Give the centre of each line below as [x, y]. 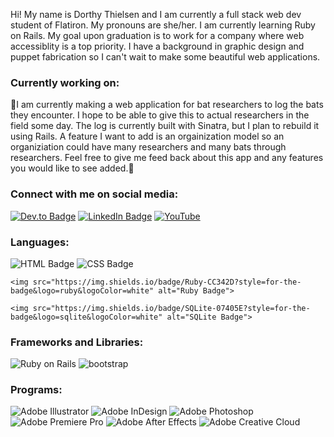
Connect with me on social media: [94, 194]
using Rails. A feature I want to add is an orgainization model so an [147, 136]
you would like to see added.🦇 [72, 168]
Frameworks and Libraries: [77, 342]
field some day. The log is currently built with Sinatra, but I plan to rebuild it [165, 126]
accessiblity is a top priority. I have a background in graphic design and [157, 46]
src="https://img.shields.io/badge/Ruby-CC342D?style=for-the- [167, 282]
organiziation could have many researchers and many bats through [148, 147]
